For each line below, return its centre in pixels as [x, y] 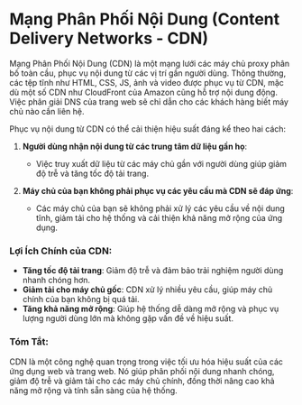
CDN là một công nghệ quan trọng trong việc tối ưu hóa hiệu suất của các [146, 362]
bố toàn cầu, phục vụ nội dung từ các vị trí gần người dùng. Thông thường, [148, 73]
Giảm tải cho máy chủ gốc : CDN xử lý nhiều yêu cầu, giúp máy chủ [147, 290]
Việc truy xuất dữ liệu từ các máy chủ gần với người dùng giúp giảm [161, 163]
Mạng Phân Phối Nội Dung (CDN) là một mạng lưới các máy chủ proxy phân [150, 63]
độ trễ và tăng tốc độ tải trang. [92, 173]
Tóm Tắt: [29, 342]
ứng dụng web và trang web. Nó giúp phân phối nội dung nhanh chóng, [142, 371]
